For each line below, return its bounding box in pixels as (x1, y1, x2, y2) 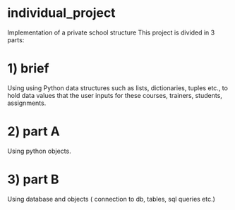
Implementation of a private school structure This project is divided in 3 (7, 28, 215, 37)
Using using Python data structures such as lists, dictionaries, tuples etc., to (7, 83, 228, 92)
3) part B (7, 171, 59, 187)
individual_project (7, 5, 116, 21)
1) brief (7, 61, 49, 77)
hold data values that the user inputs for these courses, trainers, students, (7, 91, 222, 99)
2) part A (7, 123, 60, 140)
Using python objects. (7, 147, 72, 155)
